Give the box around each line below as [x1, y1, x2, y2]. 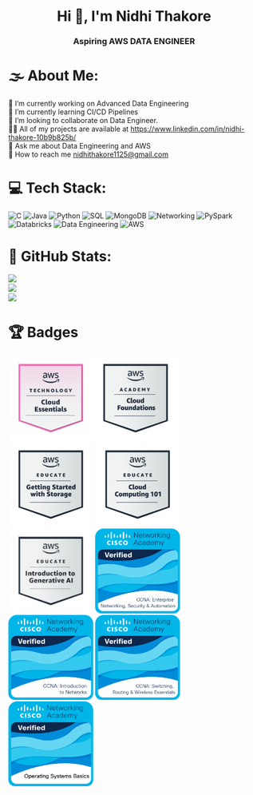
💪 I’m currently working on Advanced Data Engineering [8, 99, 189, 109]
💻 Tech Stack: [8, 179, 107, 197]
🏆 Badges [8, 324, 79, 342]
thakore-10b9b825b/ [8, 133, 77, 142]
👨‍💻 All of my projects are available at [8, 124, 129, 134]
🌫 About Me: [8, 67, 99, 85]
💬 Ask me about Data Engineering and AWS [8, 141, 152, 151]
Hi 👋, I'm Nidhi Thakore [57, 7, 211, 26]
